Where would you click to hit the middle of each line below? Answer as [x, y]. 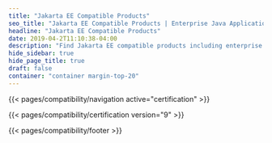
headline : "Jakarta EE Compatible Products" [85, 31]
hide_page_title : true [47, 61]
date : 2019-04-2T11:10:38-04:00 [63, 38]
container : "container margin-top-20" [74, 76]
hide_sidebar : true [41, 53]
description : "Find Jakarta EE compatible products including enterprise [136, 46]
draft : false [30, 69]
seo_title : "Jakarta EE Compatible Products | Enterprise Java [117, 23]
